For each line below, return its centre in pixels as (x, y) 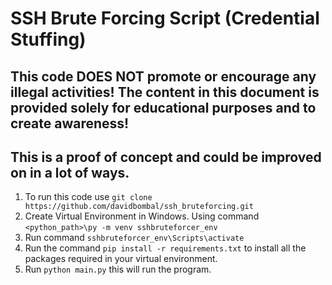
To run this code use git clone (88, 197)
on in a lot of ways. (70, 172)
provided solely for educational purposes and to (163, 107)
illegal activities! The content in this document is (165, 92)
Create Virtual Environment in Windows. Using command (142, 216)
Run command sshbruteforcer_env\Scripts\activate (134, 238)
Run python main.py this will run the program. (118, 269)
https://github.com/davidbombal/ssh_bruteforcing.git (139, 207)
